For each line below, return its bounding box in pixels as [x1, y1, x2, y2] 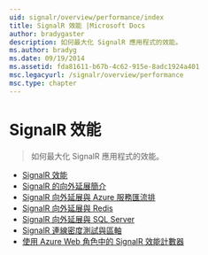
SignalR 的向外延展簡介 [21, 181, 107, 191]
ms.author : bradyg [9, 46, 77, 55]
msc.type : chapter [9, 79, 77, 88]
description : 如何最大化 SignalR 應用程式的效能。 [9, 37, 183, 47]
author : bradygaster [9, 29, 86, 38]
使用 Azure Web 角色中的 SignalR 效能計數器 [21, 236, 184, 246]
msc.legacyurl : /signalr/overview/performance [9, 71, 184, 80]
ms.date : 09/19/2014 [9, 54, 86, 63]
